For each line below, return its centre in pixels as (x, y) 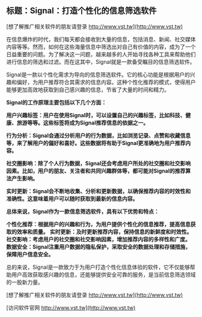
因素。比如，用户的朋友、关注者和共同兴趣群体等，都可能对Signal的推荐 (96, 171)
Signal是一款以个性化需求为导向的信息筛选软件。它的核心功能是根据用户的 (98, 75)
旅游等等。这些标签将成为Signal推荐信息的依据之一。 (83, 123)
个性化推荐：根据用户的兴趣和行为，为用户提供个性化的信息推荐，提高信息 (98, 224)
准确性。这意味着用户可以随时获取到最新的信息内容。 (72, 199)
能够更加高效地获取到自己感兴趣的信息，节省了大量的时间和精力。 (88, 90)
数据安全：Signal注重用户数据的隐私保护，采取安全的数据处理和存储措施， (99, 247)
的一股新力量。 (25, 282)
